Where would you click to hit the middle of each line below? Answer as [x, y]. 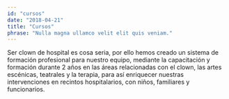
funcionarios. [26, 89]
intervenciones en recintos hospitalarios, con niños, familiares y [98, 82]
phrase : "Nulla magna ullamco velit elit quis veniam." [90, 33]
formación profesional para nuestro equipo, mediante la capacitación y [109, 60]
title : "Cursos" [31, 26]
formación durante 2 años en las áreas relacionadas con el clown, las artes [114, 67]
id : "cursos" [26, 13]
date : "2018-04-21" [35, 20]
